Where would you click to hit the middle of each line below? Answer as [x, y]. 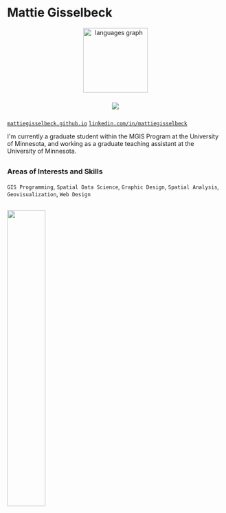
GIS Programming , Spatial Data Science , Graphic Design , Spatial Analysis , [113, 187]
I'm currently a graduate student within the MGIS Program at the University [113, 136]
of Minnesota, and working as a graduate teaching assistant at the [101, 143]
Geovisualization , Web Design [49, 193]
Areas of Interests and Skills [55, 171]
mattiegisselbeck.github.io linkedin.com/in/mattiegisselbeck [97, 123]
